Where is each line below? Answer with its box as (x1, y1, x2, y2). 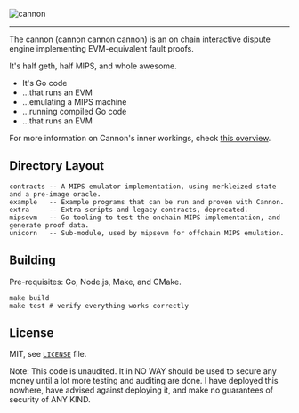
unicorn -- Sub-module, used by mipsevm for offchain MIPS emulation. (9, 228, 285, 237)
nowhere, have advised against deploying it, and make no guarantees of (9, 385, 274, 395)
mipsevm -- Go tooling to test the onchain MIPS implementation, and (9, 213, 280, 222)
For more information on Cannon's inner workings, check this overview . (9, 133, 271, 143)
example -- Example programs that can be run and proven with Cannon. (9, 197, 285, 206)
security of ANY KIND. (9, 394, 91, 405)
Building (9, 253, 56, 268)
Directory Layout (9, 158, 105, 173)
